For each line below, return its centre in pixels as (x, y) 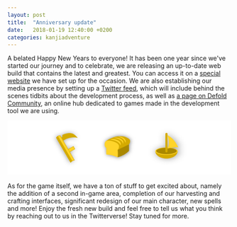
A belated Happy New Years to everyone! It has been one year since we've (117, 58)
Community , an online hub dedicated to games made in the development (114, 103)
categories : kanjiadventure (49, 37)
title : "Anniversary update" (52, 22)
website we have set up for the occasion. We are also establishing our (110, 81)
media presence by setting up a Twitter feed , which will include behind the (116, 88)
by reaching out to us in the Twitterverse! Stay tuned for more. (98, 216)
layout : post (27, 15)
